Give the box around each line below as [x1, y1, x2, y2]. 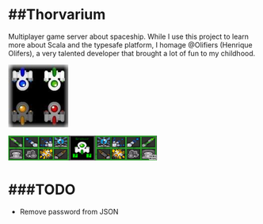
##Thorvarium [8, 6, 106, 24]
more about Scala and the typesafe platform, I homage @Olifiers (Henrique [8, 40, 253, 49]
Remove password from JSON [19, 207, 119, 216]
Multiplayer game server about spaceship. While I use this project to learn [8, 32, 250, 41]
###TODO [8, 180, 76, 199]
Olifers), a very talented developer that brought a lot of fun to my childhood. [8, 48, 256, 58]
